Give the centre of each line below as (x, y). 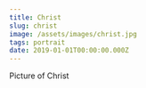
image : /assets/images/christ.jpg (73, 34)
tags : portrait (37, 42)
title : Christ (36, 17)
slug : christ (33, 26)
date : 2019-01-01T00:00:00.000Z (69, 51)
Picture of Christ (39, 76)
